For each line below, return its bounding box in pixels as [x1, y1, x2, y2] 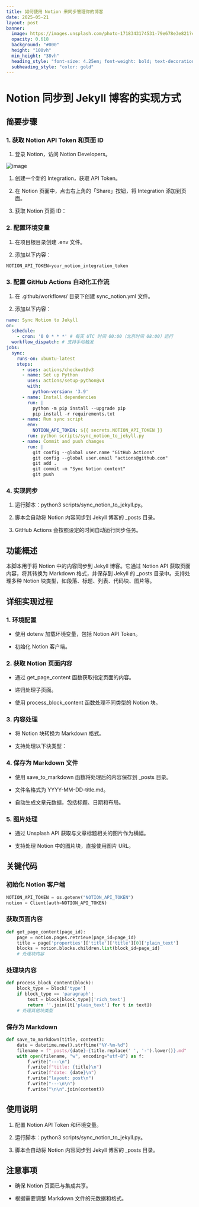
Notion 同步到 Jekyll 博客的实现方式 [6, 91, 182, 104]
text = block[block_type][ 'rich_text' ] [27, 997, 126, 1003]
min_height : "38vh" [11, 53, 60, 59]
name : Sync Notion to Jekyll [6, 317, 78, 323]
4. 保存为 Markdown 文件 [6, 759, 78, 767]
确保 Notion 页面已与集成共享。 [14, 1182, 92, 1189]
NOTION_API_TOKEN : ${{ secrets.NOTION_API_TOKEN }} [32, 427, 163, 433]
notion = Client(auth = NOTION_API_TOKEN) [6, 900, 108, 906]
